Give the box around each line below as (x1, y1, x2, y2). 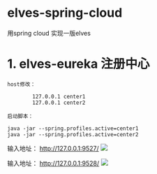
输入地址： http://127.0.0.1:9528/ (7, 159, 100, 167)
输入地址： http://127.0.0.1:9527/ (7, 144, 99, 152)
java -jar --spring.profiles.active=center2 (7, 131, 139, 138)
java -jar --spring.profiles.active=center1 (7, 124, 139, 132)
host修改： (7, 80, 36, 88)
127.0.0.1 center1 (32, 93, 86, 100)
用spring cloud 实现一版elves (7, 29, 91, 37)
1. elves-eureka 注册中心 (7, 56, 150, 72)
